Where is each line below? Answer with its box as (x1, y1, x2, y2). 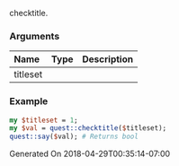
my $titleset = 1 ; (9, 116, 78, 125)
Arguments (9, 30, 60, 42)
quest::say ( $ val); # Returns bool (9, 132, 139, 142)
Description (82, 53, 133, 66)
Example (9, 95, 49, 108)
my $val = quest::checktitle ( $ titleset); (9, 124, 167, 133)
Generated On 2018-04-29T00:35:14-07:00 (9, 148, 171, 160)
